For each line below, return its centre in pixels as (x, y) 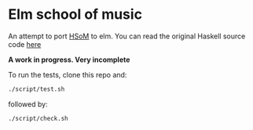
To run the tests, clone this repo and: (68, 74)
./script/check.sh (38, 118)
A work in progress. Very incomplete (69, 60)
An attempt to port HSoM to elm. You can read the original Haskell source (127, 36)
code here (25, 44)
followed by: (28, 104)
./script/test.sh (37, 89)
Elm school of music (75, 14)
